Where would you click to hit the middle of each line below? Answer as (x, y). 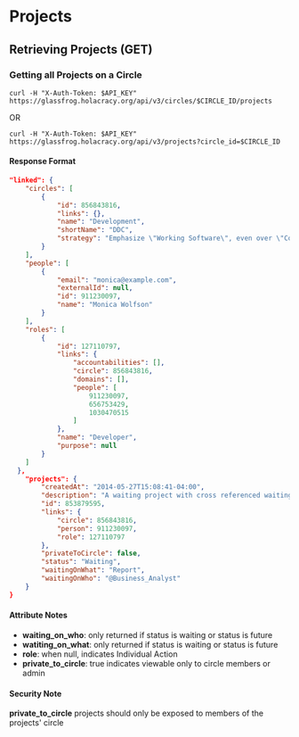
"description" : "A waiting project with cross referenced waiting (167, 496)
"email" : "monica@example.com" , (117, 280)
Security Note (36, 693)
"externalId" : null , (95, 288)
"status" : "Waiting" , (81, 562)
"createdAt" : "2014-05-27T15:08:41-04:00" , (123, 487)
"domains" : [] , (101, 380)
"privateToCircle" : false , (91, 554)
